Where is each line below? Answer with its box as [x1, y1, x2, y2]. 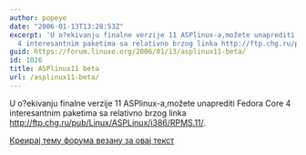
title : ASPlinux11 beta [9, 65, 100, 74]
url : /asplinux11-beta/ [9, 73, 100, 82]
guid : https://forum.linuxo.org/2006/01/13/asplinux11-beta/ [9, 47, 247, 57]
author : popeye [9, 13, 67, 23]
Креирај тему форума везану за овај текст [9, 134, 175, 146]
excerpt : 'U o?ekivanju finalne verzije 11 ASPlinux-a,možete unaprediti [9, 30, 296, 39]
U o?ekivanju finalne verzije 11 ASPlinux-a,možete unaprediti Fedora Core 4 [9, 98, 291, 108]
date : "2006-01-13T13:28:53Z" [9, 22, 125, 31]
